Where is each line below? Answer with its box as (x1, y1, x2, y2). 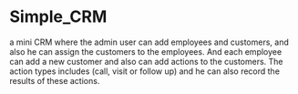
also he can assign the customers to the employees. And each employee (9, 46, 283, 57)
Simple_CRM (9, 6, 108, 27)
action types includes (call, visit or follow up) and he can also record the (9, 66, 281, 77)
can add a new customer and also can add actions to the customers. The (9, 56, 284, 67)
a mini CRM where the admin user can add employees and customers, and (9, 37, 290, 47)
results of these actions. (9, 75, 100, 86)
